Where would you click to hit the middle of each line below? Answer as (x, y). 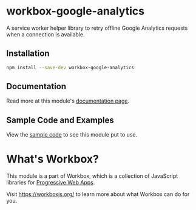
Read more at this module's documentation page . (68, 101)
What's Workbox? (52, 159)
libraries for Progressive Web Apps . (51, 183)
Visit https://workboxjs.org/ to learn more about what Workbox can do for (98, 194)
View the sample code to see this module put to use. (72, 135)
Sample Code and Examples (60, 120)
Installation (28, 54)
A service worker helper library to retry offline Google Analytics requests (97, 28)
